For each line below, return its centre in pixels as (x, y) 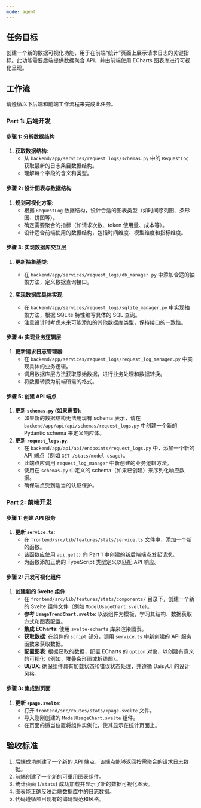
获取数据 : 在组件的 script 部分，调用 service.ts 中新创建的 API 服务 (108, 636)
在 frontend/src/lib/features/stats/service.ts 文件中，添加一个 (105, 539)
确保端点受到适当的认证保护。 (60, 486)
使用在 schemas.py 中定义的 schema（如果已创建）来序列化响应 (101, 471)
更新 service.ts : (35, 532)
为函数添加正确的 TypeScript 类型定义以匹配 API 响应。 (92, 562)
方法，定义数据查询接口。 (61, 282)
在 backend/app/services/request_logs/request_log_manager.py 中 (106, 359)
